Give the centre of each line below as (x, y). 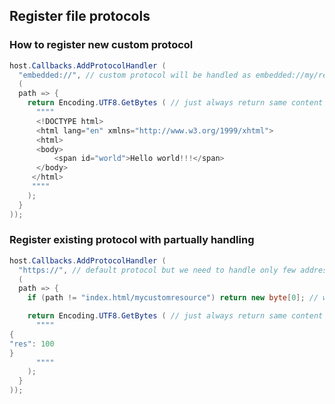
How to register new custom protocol (101, 45)
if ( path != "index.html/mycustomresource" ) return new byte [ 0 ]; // (173, 298)
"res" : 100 (32, 344)
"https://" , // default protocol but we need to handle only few (157, 270)
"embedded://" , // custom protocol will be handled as (135, 75)
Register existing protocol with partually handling (132, 240)
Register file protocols (80, 16)
